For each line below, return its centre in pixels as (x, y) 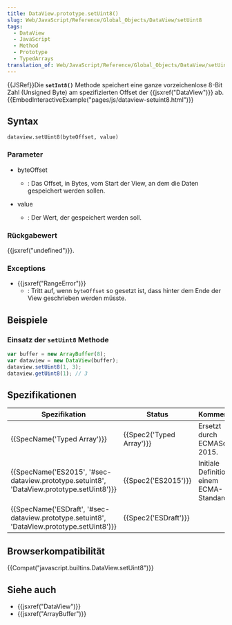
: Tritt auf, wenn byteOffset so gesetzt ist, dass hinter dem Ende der (124, 291)
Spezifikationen (42, 395)
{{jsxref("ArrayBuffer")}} (52, 613)
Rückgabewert (32, 235)
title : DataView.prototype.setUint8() (63, 14)
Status (157, 414)
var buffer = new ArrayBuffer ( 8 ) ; (57, 354)
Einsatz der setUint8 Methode (58, 340)
